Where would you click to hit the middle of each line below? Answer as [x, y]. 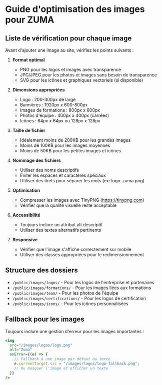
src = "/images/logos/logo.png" [41, 345]
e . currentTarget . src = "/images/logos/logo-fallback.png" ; [77, 364]
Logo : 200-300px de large [48, 99]
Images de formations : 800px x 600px [60, 110]
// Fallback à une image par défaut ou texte [62, 359]
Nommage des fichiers [36, 160]
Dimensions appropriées [38, 90]
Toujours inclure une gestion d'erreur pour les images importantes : [74, 331]
